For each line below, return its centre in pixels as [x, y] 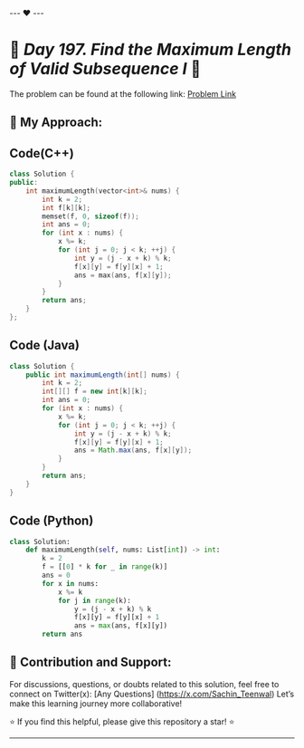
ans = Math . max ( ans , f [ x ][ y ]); [133, 451]
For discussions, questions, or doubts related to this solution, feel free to [144, 684]
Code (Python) [52, 521]
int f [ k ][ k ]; [66, 207]
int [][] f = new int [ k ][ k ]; [95, 392]
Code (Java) [44, 345]
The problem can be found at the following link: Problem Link [123, 93]
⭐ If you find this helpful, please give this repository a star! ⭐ [122, 721]
